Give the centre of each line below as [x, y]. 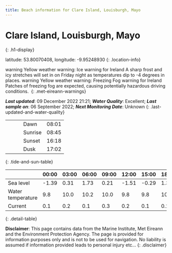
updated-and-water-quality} [35, 112]
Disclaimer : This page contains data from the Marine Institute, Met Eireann [84, 228]
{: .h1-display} [20, 50]
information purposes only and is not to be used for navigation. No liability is [86, 239]
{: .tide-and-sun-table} [29, 161]
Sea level [19, 183]
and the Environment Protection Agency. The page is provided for [74, 234]
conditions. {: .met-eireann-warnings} [46, 91]
